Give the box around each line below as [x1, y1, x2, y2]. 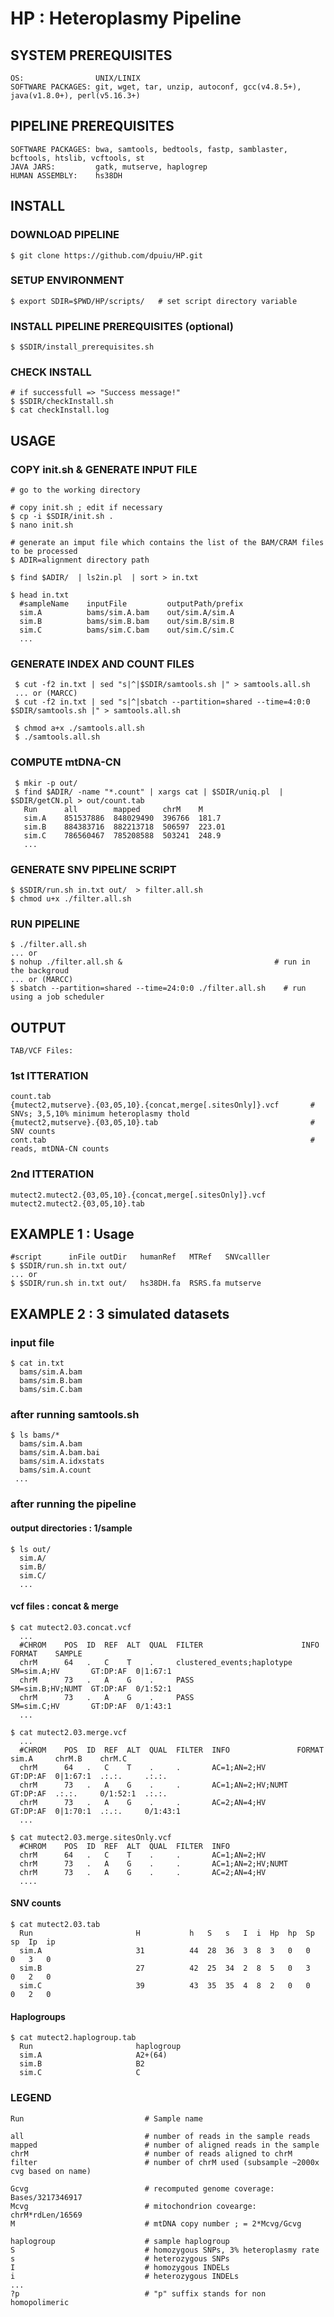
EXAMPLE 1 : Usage [10, 1226, 135, 1243]
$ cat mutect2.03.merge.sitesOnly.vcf [10, 1832, 172, 1842]
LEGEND [10, 2091, 52, 2105]
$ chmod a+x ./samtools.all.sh [14, 723, 145, 734]
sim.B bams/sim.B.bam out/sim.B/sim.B [19, 617, 235, 627]
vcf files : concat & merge [10, 1600, 119, 1612]
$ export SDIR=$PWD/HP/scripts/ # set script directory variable [10, 296, 298, 306]
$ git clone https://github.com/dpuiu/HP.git [10, 250, 203, 261]
